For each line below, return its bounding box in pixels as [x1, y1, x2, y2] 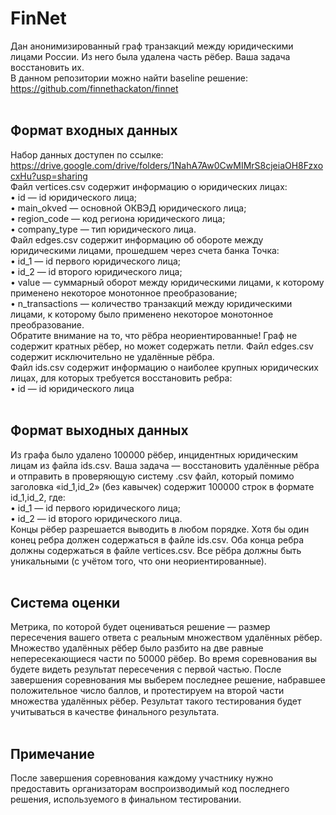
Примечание [10, 745, 95, 762]
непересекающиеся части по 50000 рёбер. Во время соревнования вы [10, 653, 318, 665]
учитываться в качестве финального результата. [10, 706, 220, 718]
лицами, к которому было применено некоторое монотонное [10, 308, 274, 320]
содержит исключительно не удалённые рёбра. [10, 350, 215, 362]
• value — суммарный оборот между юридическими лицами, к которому [10, 276, 325, 288]
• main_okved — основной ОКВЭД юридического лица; [10, 202, 247, 214]
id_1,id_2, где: [10, 491, 66, 503]
